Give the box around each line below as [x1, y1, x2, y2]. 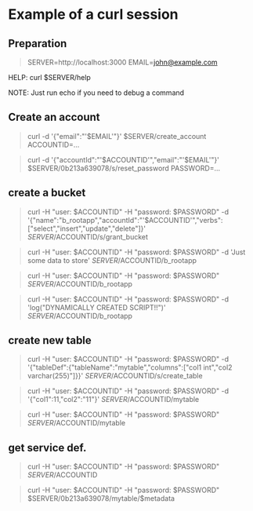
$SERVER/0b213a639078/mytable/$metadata [27, 494, 175, 503]
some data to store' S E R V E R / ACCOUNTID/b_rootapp [27, 255, 197, 265]
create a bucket [8, 186, 86, 199]
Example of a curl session [8, 5, 179, 24]
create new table [8, 334, 92, 347]
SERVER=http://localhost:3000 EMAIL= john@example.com [27, 57, 218, 67]
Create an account [8, 111, 100, 124]
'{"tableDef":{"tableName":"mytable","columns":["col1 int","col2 [27, 363, 233, 372]
